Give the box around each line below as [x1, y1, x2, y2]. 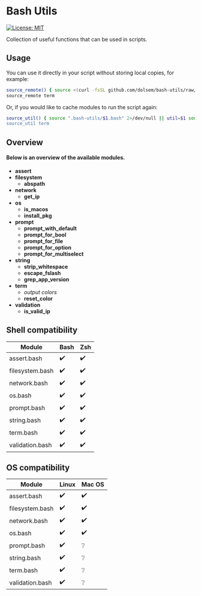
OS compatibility [6, 463, 70, 473]
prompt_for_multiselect [23, 250, 84, 257]
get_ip [23, 193, 40, 200]
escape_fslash [23, 269, 61, 277]
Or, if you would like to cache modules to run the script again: [6, 103, 158, 110]
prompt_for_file [23, 237, 63, 244]
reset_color [23, 295, 53, 302]
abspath [23, 180, 45, 187]
